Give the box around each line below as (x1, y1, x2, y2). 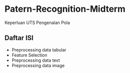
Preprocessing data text (11, 57, 60, 63)
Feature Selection (11, 52, 47, 58)
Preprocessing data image (11, 62, 65, 68)
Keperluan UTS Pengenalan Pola (4, 20, 70, 25)
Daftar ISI (4, 34, 34, 42)
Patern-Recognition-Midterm (4, 3, 126, 15)
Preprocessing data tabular (11, 47, 66, 52)
